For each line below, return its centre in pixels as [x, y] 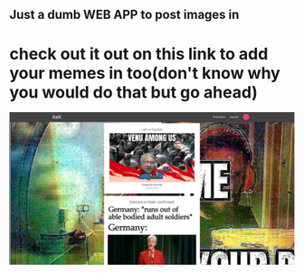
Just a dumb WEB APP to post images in [124, 15]
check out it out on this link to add [139, 54]
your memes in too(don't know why [145, 73]
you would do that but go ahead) [133, 92]
